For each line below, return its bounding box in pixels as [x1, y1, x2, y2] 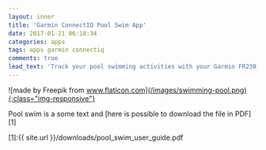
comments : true [8, 54, 59, 62]
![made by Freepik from [8, 85, 85, 95]
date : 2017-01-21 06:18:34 [8, 29, 97, 37]
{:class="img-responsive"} [8, 93, 96, 103]
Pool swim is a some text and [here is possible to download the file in [8, 109, 234, 118]
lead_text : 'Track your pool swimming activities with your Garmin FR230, [8, 63, 260, 71]
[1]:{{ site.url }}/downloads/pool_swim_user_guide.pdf [8, 133, 184, 142]
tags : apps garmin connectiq [8, 46, 104, 54]
